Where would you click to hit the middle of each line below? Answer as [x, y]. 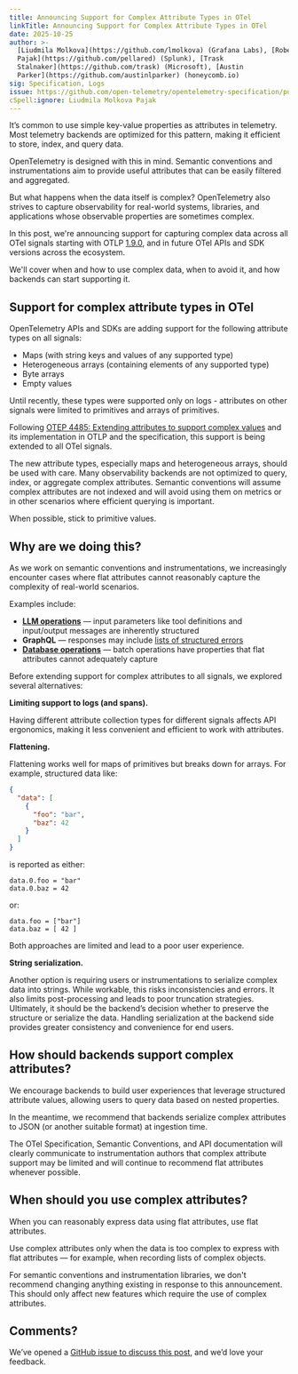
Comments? [43, 1331]
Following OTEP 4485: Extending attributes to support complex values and [145, 427]
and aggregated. [39, 180]
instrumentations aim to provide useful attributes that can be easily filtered [145, 171]
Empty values [47, 384]
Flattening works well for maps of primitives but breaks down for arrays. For [148, 764]
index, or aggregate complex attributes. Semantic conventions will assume [145, 483]
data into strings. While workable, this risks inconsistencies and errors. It [142, 989]
